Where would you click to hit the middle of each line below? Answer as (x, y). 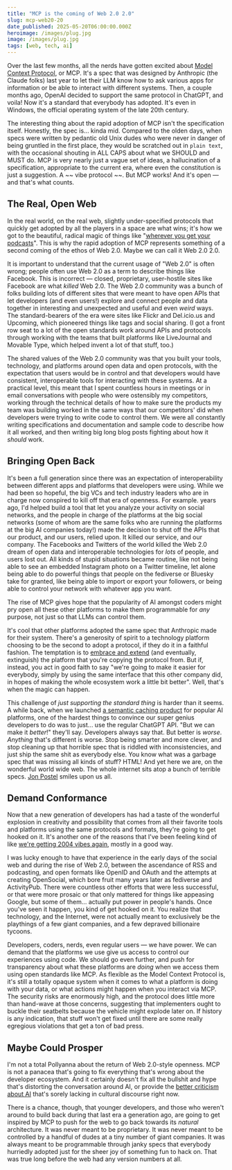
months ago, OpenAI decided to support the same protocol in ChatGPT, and (115, 95)
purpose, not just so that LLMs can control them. (77, 617)
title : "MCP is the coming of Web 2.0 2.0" (71, 14)
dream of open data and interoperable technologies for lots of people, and (113, 552)
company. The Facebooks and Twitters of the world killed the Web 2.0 (107, 544)
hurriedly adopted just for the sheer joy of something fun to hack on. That (112, 1152)
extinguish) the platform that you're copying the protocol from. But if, (105, 659)
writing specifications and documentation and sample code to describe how (116, 425)
